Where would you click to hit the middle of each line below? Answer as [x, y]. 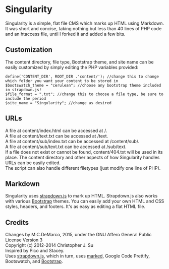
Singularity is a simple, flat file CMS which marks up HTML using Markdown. [85, 23]
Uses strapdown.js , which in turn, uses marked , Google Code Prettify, [78, 256]
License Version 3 [24, 240]
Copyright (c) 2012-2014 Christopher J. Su [49, 245]
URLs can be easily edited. [33, 163]
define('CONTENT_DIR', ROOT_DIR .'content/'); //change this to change [82, 77]
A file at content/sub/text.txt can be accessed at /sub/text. [66, 147]
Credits [17, 222]
